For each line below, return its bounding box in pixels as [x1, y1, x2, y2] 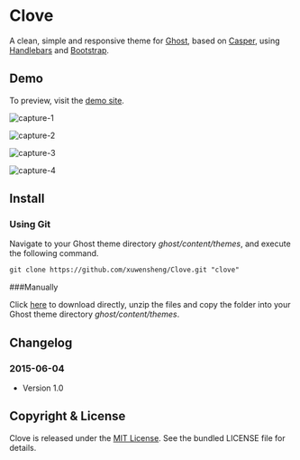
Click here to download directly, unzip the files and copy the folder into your [9, 299, 291, 310]
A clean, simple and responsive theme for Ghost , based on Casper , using [9, 35, 281, 46]
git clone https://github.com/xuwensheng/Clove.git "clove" [9, 265, 241, 275]
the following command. [9, 248, 99, 259]
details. [9, 442, 37, 453]
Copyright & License [9, 409, 126, 424]
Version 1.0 [22, 382, 64, 393]
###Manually [9, 281, 59, 293]
